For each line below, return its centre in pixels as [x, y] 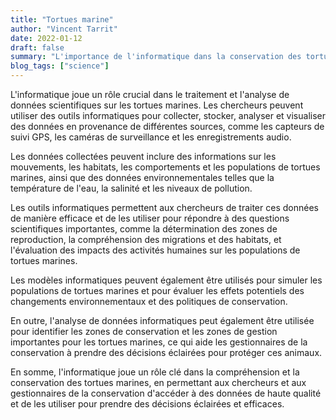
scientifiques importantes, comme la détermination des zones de [144, 229]
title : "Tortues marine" [62, 19]
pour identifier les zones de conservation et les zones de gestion [144, 331]
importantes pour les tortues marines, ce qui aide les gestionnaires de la [159, 342]
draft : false [37, 47]
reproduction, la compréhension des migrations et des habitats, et [146, 239]
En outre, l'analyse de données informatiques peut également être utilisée [162, 320]
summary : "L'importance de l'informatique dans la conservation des [156, 57]
